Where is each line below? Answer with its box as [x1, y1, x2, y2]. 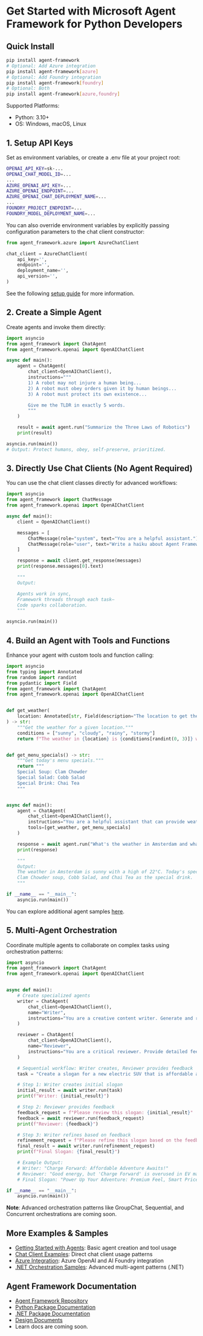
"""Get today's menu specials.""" [17, 757, 104, 764]
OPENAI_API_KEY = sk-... [6, 165, 63, 171]
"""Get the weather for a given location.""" [17, 724, 134, 731]
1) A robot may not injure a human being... [28, 380, 142, 386]
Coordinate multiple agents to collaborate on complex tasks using [6, 941, 170, 949]
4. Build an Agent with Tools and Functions [6, 635, 170, 646]
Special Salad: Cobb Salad [17, 774, 85, 780]
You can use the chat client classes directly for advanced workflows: [6, 479, 178, 487]
